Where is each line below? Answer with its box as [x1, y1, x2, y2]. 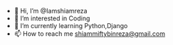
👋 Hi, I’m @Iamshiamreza [14, 7, 88, 15]
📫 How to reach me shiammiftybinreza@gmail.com [14, 30, 166, 38]
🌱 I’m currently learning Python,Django [14, 22, 128, 30]
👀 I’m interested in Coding [14, 14, 90, 22]
